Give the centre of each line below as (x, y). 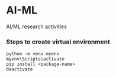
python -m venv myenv (33, 54)
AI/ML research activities (36, 26)
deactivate (20, 69)
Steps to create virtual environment (58, 42)
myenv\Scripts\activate (36, 59)
